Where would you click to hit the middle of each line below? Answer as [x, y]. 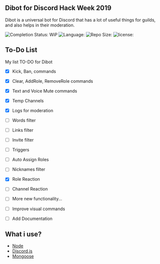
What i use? [23, 234]
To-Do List [21, 50]
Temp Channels [28, 100]
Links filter [23, 130]
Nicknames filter [29, 169]
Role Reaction [26, 179]
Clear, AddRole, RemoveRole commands [53, 81]
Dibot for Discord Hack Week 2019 [58, 8]
